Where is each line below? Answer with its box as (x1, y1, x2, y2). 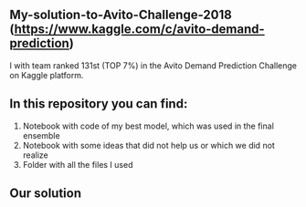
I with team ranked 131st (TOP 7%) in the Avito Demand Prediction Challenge (9, 59, 298, 71)
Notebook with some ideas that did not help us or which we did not (22, 140, 276, 150)
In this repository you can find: (9, 96, 188, 112)
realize (22, 150, 48, 160)
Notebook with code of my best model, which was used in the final (22, 120, 274, 131)
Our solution (9, 186, 82, 202)
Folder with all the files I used (22, 159, 133, 170)
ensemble (22, 129, 61, 140)
